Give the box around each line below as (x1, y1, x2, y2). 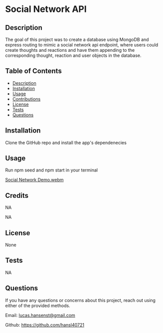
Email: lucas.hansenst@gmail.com (5, 312, 76, 318)
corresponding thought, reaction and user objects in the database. (5, 52, 142, 58)
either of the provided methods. (5, 303, 71, 309)
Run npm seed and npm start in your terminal (5, 167, 98, 173)
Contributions (12, 96, 41, 102)
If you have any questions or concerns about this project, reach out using (5, 297, 156, 303)
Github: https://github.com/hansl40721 (5, 322, 85, 328)
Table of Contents (5, 67, 62, 75)
